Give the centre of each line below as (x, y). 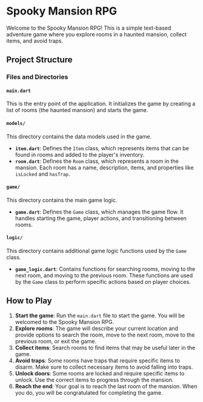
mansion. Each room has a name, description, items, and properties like (104, 167)
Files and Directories (37, 77)
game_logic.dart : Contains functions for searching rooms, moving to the (105, 269)
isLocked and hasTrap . (42, 174)
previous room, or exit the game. (56, 341)
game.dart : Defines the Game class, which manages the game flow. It (99, 212)
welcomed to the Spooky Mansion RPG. (65, 321)
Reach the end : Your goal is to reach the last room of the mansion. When (106, 386)
